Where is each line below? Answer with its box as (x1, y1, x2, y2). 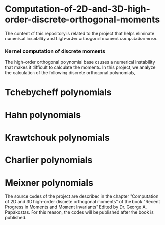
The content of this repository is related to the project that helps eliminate (5, 30, 155, 36)
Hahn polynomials (5, 110, 81, 120)
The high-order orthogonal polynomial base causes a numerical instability (5, 59, 155, 65)
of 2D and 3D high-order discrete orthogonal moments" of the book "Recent (5, 198, 160, 204)
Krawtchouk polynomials (5, 132, 110, 143)
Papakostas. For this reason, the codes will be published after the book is (5, 209, 154, 215)
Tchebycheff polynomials (5, 87, 112, 98)
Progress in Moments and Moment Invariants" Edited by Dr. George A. (5, 204, 147, 210)
